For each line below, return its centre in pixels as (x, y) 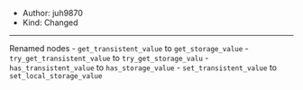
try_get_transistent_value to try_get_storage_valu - (109, 58)
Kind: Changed (50, 22)
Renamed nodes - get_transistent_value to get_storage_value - (129, 48)
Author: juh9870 (53, 13)
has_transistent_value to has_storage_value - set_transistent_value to (143, 67)
